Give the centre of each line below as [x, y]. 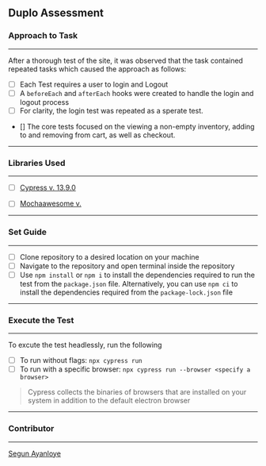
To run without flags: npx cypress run [81, 360]
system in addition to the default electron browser [109, 401]
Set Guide [28, 232]
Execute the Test [41, 320]
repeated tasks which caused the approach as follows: [97, 69]
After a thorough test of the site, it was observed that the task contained [126, 60]
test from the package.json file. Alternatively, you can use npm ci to [129, 283]
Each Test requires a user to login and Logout [94, 84]
